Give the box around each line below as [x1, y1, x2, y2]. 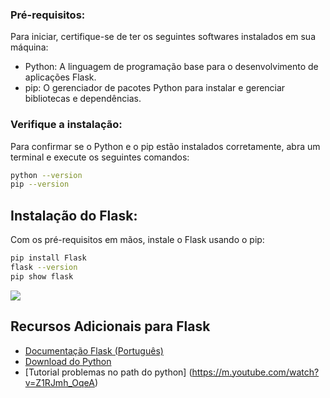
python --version [10, 170, 83, 180]
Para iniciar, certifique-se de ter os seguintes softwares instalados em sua [10, 31, 317, 43]
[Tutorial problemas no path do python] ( [24, 366, 193, 378]
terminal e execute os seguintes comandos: [10, 151, 190, 163]
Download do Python [24, 355, 112, 367]
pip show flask [10, 271, 74, 282]
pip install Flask [10, 253, 87, 263]
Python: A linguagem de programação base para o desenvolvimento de [24, 61, 319, 73]
